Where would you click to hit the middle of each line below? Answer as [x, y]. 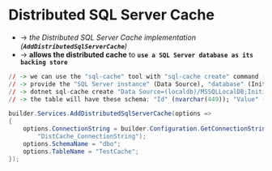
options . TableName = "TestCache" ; [81, 152]
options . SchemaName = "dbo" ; [72, 143]
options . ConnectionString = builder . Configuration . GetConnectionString [146, 129]
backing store [44, 62]
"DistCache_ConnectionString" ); [92, 137]
